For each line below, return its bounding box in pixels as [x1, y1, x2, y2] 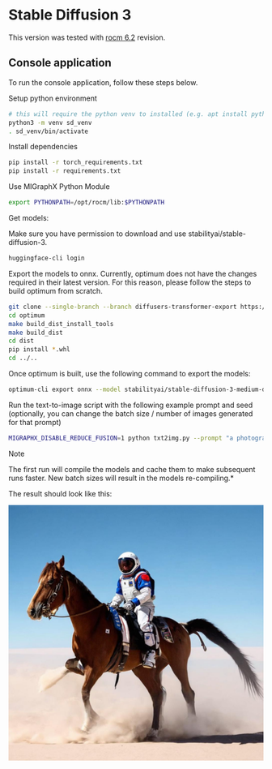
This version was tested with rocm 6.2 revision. [8, 32, 166, 42]
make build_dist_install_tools [8, 320, 114, 328]
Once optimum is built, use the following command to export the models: [8, 369, 251, 378]
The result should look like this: [8, 488, 113, 498]
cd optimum [8, 311, 45, 320]
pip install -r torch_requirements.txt [8, 158, 143, 167]
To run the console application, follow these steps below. [8, 77, 198, 87]
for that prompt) [8, 417, 62, 427]
